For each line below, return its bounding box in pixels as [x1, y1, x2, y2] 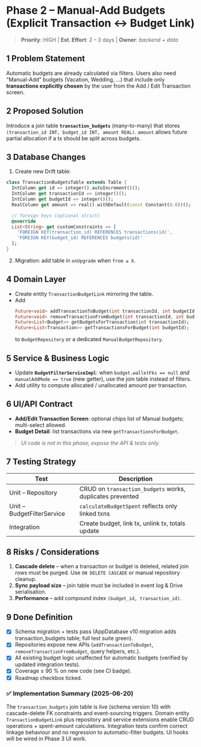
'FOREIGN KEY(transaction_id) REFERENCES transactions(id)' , [17, 229, 172, 236]
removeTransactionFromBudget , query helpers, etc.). [14, 648, 141, 655]
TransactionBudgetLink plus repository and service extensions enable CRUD [6, 716, 194, 723]
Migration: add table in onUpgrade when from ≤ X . [14, 257, 136, 264]
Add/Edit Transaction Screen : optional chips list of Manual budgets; [14, 415, 184, 422]
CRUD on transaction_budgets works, [79, 484, 185, 493]
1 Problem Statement [6, 53, 86, 64]
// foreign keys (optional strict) [11, 212, 100, 219]
